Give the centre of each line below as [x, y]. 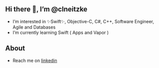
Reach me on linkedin [35, 60]
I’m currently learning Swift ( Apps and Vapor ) [61, 32]
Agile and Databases [34, 27]
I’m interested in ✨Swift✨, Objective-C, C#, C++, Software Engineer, [83, 21]
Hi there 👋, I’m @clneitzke [46, 9]
